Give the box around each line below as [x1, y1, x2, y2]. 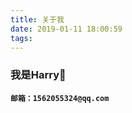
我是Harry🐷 [10, 68, 67, 82]
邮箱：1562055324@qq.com [10, 93, 110, 103]
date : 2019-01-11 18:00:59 [10, 24, 123, 34]
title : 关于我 [10, 14, 65, 25]
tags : [10, 33, 33, 43]
